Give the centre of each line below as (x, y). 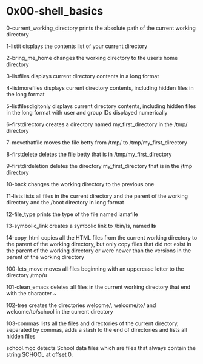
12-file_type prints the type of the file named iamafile (72, 214)
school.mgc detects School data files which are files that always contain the (101, 348)
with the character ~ (32, 293)
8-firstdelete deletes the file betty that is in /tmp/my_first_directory (89, 154)
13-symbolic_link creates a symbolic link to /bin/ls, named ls (81, 226)
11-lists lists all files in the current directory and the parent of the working (97, 196)
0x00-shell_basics (55, 11)
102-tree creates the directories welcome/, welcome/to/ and (81, 305)
